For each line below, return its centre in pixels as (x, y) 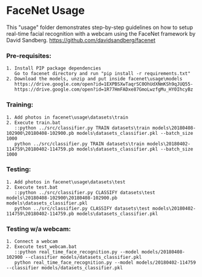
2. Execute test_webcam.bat (42, 247)
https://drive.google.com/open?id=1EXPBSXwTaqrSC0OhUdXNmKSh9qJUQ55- (104, 84)
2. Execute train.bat (34, 122)
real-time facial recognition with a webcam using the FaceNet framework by (101, 33)
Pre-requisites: (29, 56)
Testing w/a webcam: (39, 229)
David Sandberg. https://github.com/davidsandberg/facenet (81, 40)
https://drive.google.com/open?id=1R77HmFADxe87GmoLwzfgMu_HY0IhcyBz (104, 90)
